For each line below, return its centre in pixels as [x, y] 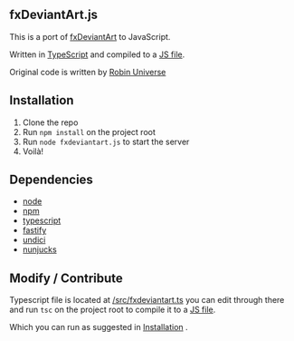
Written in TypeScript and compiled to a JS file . [97, 54]
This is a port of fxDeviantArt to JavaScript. [90, 36]
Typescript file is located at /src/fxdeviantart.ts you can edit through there [147, 300]
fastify [34, 230]
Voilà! [33, 151]
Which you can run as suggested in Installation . [99, 327]
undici [34, 240]
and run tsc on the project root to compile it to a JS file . [113, 310]
